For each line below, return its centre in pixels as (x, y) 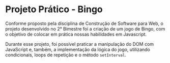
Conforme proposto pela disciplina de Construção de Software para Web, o (84, 23)
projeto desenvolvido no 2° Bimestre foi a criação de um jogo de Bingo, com (85, 28)
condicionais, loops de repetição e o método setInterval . (66, 55)
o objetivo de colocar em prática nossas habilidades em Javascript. (76, 34)
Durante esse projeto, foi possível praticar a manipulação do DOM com (80, 44)
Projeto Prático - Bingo (54, 9)
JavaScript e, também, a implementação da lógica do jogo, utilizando (78, 49)
